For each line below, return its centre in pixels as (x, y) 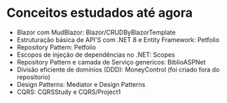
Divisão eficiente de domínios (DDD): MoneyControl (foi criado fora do (118, 69)
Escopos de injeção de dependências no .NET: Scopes (96, 55)
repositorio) (33, 77)
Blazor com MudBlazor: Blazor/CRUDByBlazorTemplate (96, 32)
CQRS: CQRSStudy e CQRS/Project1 (69, 92)
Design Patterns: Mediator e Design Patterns (81, 84)
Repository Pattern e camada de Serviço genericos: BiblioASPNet (111, 62)
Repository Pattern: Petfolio (56, 47)
